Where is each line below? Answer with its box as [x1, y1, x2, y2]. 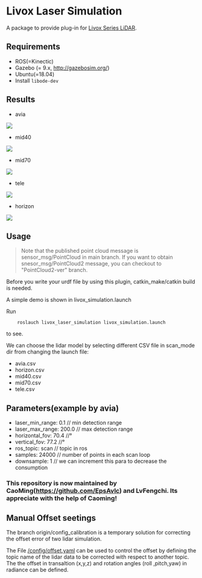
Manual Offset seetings [6, 513, 96, 523]
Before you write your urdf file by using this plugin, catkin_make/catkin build [6, 278, 195, 285]
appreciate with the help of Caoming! [6, 494, 118, 503]
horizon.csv [14, 366, 45, 373]
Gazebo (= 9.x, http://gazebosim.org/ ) [14, 64, 110, 71]
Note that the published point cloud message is [21, 247, 139, 255]
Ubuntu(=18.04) [14, 71, 55, 78]
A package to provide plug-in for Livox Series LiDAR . [6, 24, 137, 31]
